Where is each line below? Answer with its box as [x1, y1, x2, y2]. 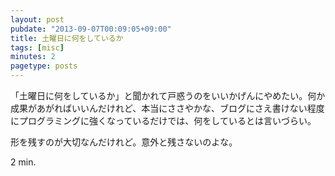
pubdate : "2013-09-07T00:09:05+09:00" [10, 24, 172, 34]
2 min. [10, 156, 37, 168]
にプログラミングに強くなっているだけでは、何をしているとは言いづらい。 [10, 115, 317, 126]
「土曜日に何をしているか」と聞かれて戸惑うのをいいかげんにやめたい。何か [10, 90, 326, 101]
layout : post [10, 14, 65, 25]
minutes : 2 [10, 52, 56, 62]
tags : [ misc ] [10, 42, 65, 53]
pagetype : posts [10, 61, 78, 71]
